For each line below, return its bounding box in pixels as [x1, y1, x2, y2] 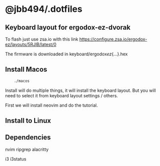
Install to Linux [5, 117, 51, 125]
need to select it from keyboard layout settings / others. [5, 92, 119, 98]
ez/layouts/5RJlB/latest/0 [5, 41, 57, 47]
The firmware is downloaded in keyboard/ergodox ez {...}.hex [5, 51, 128, 57]
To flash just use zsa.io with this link [5, 36, 79, 42]
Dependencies [5, 133, 51, 142]
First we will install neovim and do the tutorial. [5, 102, 98, 108]
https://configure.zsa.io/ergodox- [79, 36, 147, 42]
